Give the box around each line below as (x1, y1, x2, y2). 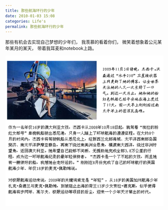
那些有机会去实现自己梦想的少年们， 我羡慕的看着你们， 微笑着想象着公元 (5, 39, 157, 45)
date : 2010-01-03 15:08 (5, 13, 55, 19)
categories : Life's (5, 19, 46, 24)
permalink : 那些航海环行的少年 (5, 24, 64, 29)
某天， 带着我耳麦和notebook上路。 (22, 45, 97, 51)
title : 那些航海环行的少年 (5, 8, 55, 13)
